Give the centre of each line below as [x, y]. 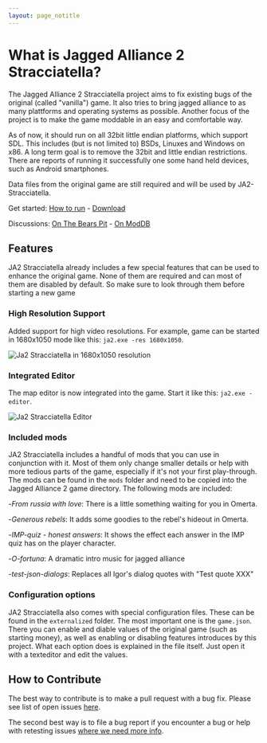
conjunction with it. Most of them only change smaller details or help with [129, 463]
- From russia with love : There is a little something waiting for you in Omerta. [133, 504]
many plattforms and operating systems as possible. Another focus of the [129, 111]
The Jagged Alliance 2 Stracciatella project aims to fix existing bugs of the [130, 94]
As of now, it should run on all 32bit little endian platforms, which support [128, 135]
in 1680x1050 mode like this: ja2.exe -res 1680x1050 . [96, 339]
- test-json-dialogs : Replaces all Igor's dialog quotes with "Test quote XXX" [131, 574]
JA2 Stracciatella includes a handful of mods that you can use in [114, 455]
